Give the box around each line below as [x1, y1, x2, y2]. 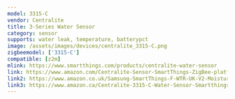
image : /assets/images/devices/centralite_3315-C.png [7, 43, 168, 49]
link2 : [7, 75, 27, 82]
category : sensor [7, 29, 58, 37]
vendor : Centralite [7, 17, 64, 24]
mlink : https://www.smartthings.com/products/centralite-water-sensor [7, 62, 218, 69]
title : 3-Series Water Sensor [7, 23, 96, 30]
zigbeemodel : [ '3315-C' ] [7, 49, 80, 56]
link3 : [7, 82, 27, 89]
